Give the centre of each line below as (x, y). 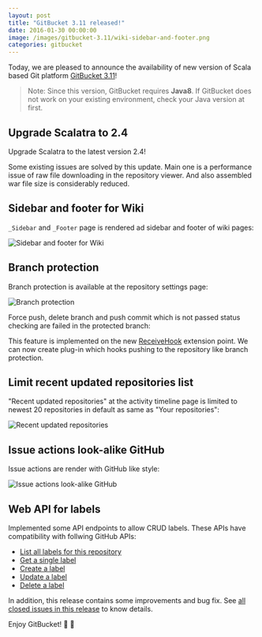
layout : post (30, 15)
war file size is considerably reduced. (69, 183)
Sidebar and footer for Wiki (76, 209)
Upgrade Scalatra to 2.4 (68, 132)
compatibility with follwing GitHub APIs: (72, 536)
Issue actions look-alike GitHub (86, 450)
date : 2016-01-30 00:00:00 (52, 30)
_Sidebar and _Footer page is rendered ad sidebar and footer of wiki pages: (131, 227)
